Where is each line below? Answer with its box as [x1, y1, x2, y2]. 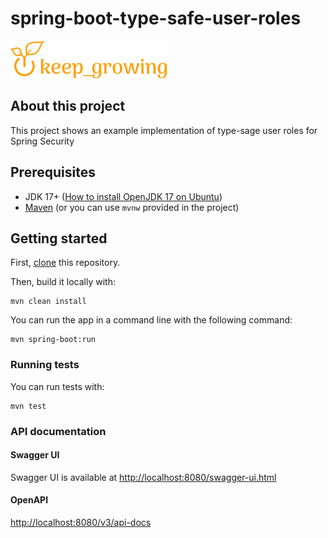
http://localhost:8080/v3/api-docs [10, 517, 152, 528]
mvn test [10, 401, 47, 411]
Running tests [10, 358, 80, 372]
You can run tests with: [10, 380, 105, 392]
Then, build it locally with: [10, 276, 116, 288]
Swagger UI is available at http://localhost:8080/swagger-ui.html [10, 471, 277, 483]
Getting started [10, 230, 108, 247]
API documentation [10, 424, 107, 438]
